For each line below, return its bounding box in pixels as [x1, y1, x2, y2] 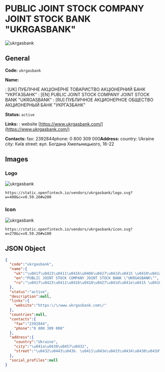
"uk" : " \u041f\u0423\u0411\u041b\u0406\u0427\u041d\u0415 [14, 271, 133, 276]
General [5, 54, 30, 63]
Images [5, 155, 28, 163]
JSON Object [5, 244, 46, 253]
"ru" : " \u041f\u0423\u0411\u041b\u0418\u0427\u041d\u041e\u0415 [14, 280, 146, 285]
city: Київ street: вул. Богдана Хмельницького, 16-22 [5, 141, 114, 147]
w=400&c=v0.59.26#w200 [5, 195, 52, 200]
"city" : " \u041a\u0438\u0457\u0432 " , [14, 344, 89, 349]
